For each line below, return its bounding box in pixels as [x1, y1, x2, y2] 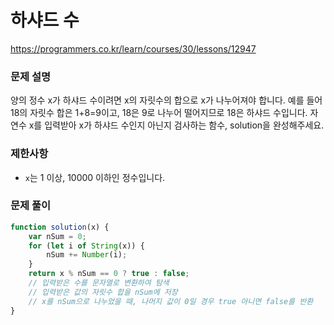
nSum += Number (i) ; [46, 250, 128, 260]
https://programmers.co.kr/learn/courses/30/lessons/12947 [10, 42, 257, 55]
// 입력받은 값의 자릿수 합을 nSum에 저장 [28, 287, 178, 297]
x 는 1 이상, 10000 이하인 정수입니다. [24, 171, 166, 183]
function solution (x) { [10, 222, 110, 232]
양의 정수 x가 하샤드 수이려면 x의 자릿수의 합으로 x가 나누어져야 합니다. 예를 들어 [10, 94, 323, 106]
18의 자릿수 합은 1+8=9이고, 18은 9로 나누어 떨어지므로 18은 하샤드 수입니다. [10, 107, 308, 119]
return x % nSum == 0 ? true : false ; [28, 269, 190, 279]
